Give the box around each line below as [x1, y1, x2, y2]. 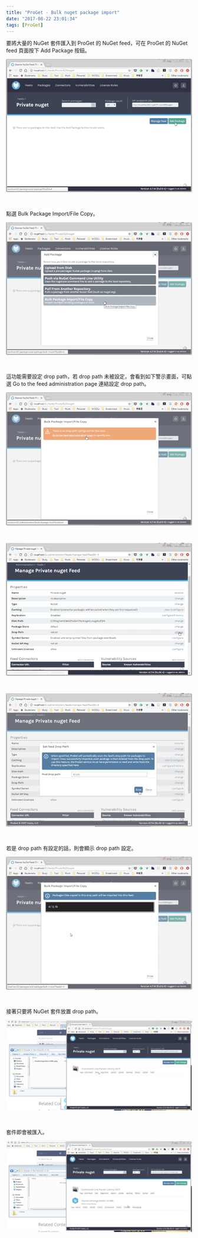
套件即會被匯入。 [6, 1128, 48, 1135]
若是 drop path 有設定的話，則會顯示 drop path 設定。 [6, 845, 137, 852]
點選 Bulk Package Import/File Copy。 [6, 210, 98, 217]
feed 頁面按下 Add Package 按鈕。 [6, 47, 90, 54]
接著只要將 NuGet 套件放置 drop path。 [6, 1008, 101, 1015]
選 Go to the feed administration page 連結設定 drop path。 [6, 380, 150, 387]
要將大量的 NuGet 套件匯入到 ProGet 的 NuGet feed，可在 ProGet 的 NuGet [6, 40, 188, 47]
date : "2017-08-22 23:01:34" [6, 15, 78, 22]
